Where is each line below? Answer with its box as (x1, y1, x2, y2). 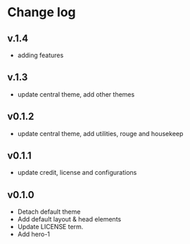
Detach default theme (17, 207, 81, 216)
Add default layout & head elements (17, 215, 122, 224)
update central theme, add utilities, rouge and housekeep (17, 129, 184, 138)
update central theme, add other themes (17, 90, 135, 99)
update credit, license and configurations (17, 169, 137, 177)
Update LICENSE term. (17, 223, 84, 231)
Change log (7, 4, 76, 20)
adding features (17, 51, 64, 59)
